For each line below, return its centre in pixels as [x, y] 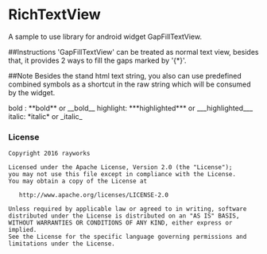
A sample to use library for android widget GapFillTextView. [105, 37]
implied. [23, 230]
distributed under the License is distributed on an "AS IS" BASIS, [124, 216]
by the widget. [32, 92]
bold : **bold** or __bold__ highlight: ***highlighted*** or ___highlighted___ [131, 108]
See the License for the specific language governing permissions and [128, 237]
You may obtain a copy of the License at [78, 181]
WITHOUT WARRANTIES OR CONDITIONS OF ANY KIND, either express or [120, 223]
